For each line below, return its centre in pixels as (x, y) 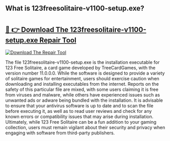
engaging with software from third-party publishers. (60, 133)
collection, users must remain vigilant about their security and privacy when (85, 127)
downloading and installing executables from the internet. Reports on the (82, 84)
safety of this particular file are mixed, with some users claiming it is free (82, 89)
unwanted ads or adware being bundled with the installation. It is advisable (84, 100)
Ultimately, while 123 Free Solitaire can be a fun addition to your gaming (81, 122)
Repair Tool (58, 40)
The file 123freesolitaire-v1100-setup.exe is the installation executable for (82, 62)
